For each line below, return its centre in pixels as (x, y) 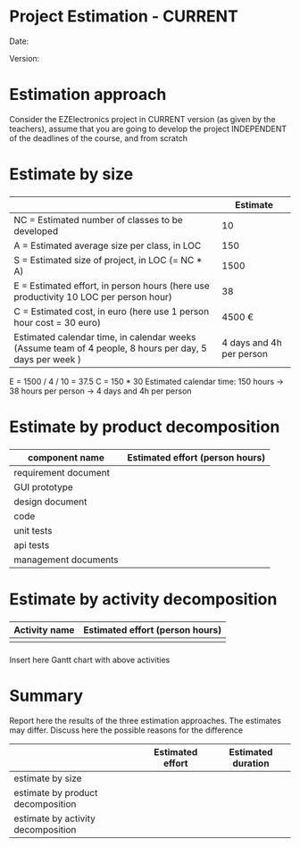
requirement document (62, 473)
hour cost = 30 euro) (57, 322)
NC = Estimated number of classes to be (98, 220)
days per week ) (48, 359)
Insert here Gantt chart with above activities (90, 660)
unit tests (33, 531)
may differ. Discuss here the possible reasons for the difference (126, 730)
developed (36, 231)
